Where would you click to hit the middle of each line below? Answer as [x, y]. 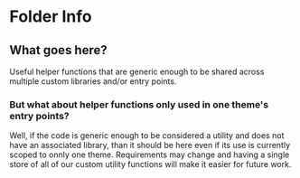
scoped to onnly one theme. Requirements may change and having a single [150, 155]
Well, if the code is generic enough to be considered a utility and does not [147, 136]
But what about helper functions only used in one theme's [139, 104]
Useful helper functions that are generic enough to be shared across [137, 71]
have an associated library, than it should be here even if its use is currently [150, 145]
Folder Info [51, 17]
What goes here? [58, 50]
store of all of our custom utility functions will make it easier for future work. [150, 164]
